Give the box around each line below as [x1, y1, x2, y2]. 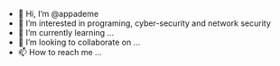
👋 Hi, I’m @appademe [17, 9, 99, 19]
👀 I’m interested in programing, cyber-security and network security [17, 18, 271, 29]
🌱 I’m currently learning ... [17, 28, 115, 37]
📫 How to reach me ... [17, 47, 102, 57]
